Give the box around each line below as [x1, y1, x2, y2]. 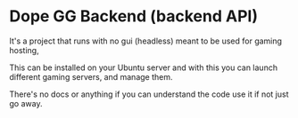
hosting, [9, 44, 39, 55]
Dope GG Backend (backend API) [9, 6, 259, 27]
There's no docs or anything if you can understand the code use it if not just [9, 89, 289, 99]
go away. [9, 98, 43, 108]
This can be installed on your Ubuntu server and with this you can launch [9, 62, 278, 73]
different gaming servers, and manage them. [9, 71, 173, 82]
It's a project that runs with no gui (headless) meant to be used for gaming [9, 35, 283, 46]
